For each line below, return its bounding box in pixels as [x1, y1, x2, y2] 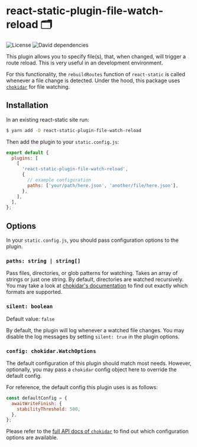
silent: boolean [6, 303, 53, 310]
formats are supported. [6, 289, 63, 296]
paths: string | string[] [6, 257, 81, 264]
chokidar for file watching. [6, 83, 70, 90]
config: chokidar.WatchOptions [6, 348, 96, 354]
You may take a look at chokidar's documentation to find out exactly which [6, 282, 188, 289]
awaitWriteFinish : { [11, 400, 62, 406]
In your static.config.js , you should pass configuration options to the [6, 237, 179, 244]
